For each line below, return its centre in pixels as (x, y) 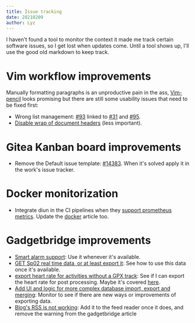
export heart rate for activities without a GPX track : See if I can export (100, 276)
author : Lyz (21, 23)
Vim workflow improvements (79, 76)
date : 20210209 (25, 17)
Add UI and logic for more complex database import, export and (92, 289)
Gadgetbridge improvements (79, 240)
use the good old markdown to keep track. (58, 52)
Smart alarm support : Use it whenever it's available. (77, 257)
